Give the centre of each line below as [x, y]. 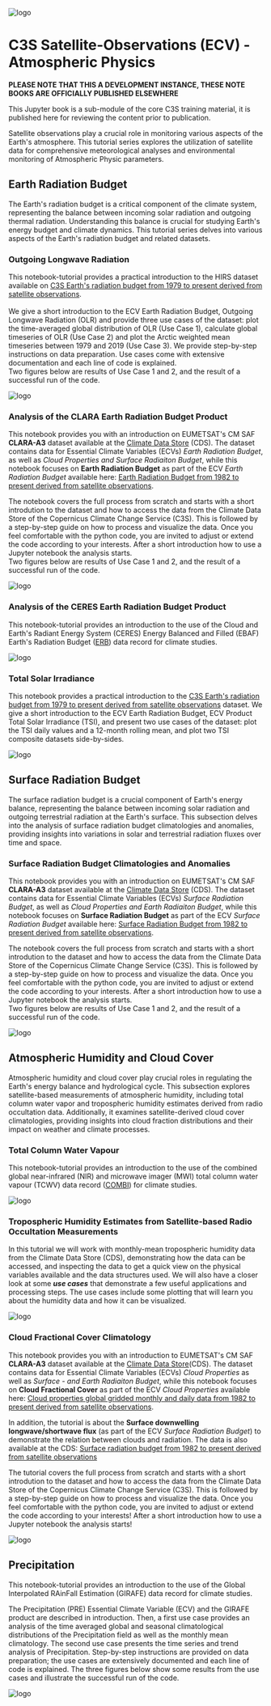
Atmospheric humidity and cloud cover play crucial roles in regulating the [130, 1077]
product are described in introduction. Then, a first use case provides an [129, 1617]
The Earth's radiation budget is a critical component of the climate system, [133, 204]
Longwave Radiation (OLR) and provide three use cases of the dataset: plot [133, 320]
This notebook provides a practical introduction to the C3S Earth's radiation [134, 696]
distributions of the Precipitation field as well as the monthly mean [119, 1635]
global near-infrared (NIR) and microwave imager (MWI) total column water [133, 1176]
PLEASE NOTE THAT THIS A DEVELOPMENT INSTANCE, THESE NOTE [127, 84]
